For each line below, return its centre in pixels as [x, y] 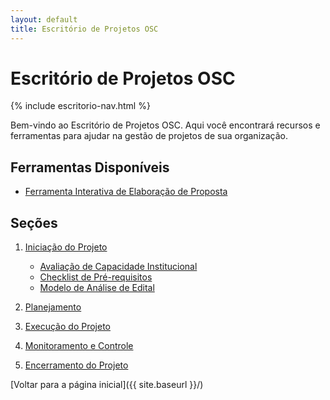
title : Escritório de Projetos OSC [84, 29]
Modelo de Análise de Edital [97, 288]
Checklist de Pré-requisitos [96, 277]
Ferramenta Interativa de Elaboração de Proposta [126, 192]
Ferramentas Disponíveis [90, 167]
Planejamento [53, 307]
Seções [34, 222]
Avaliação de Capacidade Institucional [118, 267]
